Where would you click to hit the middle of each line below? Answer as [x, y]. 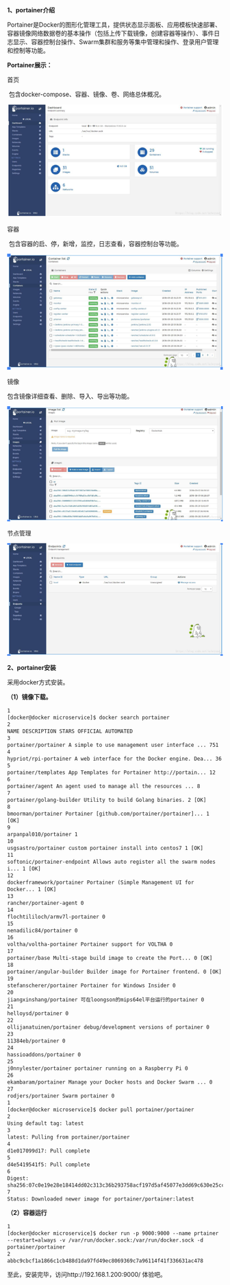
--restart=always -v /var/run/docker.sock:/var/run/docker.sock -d [105, 1240]
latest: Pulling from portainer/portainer [68, 1137]
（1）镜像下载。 [30, 697]
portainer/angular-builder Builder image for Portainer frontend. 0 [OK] [115, 972]
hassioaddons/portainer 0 [44, 1055]
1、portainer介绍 [31, 10]
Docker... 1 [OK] [32, 890]
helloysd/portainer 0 [38, 1014]
